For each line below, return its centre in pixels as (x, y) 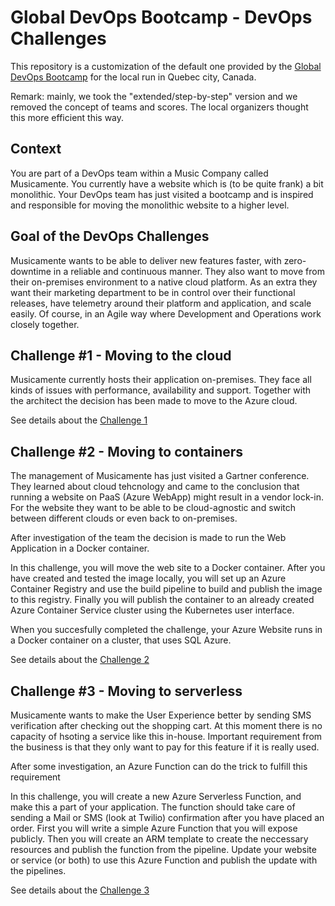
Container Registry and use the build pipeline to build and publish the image (166, 589)
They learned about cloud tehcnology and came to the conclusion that (155, 487)
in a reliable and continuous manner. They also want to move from (189, 271)
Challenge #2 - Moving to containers (127, 451)
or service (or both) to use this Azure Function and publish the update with (164, 860)
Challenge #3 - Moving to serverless (126, 691)
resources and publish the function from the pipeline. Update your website (163, 849)
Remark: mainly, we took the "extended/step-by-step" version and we (154, 96)
